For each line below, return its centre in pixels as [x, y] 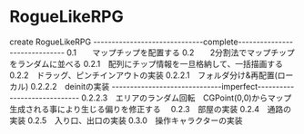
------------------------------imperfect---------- [203, 86]
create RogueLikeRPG [51, 42]
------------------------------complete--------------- [193, 42]
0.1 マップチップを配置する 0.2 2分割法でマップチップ [181, 53]
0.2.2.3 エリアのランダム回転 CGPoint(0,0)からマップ [187, 98]
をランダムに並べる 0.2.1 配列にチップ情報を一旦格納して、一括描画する [147, 63]
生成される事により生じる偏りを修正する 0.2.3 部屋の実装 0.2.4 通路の [151, 109]
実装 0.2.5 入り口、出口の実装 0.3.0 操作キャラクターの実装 [126, 120]
